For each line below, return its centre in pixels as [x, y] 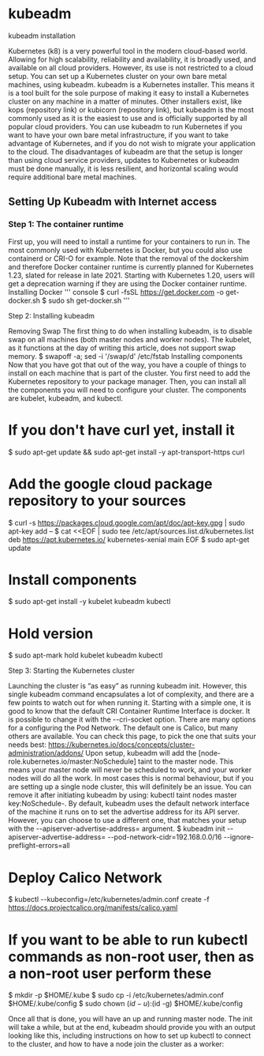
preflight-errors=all [39, 846]
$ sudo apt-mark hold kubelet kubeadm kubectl [86, 655]
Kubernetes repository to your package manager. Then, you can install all [127, 381]
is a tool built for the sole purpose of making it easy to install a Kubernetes [129, 92]
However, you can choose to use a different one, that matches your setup [127, 820]
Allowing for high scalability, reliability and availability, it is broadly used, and [132, 59]
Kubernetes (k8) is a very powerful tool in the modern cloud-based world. [128, 51]
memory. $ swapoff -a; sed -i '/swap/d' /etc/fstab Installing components [125, 356]
